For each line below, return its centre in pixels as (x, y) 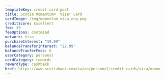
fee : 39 (13, 28)
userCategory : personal (29, 55)
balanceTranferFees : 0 (28, 51)
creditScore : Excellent (29, 23)
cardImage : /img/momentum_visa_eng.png (46, 19)
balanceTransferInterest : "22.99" (41, 46)
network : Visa (20, 37)
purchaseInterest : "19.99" (33, 42)
